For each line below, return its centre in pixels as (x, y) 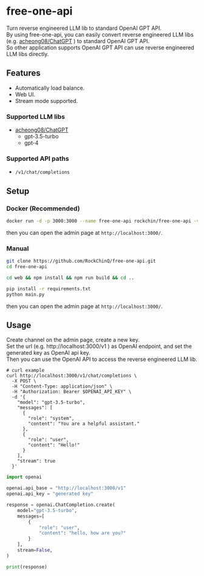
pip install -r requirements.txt (49, 289)
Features (23, 73)
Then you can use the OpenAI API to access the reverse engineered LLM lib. (102, 359)
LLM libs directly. (28, 54)
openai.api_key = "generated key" (50, 494)
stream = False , (35, 550)
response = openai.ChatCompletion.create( (61, 505)
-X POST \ (24, 381)
